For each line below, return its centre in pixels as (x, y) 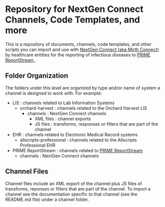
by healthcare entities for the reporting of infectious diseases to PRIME (78, 55)
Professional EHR (38, 145)
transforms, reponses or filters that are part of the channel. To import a (78, 189)
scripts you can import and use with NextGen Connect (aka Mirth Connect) (82, 49)
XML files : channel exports (63, 119)
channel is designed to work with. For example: (54, 93)
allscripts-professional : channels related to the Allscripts (78, 140)
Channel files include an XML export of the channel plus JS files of (74, 184)
